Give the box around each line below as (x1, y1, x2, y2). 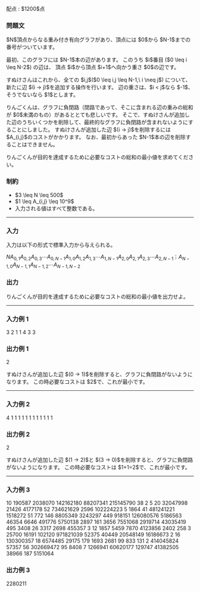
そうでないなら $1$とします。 (6, 91, 79, 98)
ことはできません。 (11, 141, 58, 148)
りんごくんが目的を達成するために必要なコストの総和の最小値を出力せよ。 (6, 293, 189, 300)
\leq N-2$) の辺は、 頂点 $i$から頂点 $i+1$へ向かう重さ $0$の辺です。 (6, 64, 180, 71)
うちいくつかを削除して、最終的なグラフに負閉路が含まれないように (21, 118, 189, 126)
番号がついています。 (6, 43, 58, 51)
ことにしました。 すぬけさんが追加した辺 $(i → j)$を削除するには (11, 126, 171, 133)
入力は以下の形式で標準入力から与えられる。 (6, 241, 116, 248)
